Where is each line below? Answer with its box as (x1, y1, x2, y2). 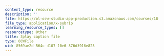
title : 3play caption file (5, 35, 60, 39)
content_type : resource (5, 7, 54, 12)
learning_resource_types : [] (5, 25, 64, 30)
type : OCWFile (5, 39, 34, 44)
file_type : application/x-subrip (5, 20, 73, 26)
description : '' (5, 12, 38, 17)
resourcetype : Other (5, 30, 47, 35)
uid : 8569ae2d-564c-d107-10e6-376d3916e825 (5, 43, 95, 48)
